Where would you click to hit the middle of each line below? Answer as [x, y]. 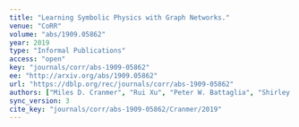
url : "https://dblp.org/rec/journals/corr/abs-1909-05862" [122, 84]
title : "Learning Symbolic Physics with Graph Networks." [120, 17]
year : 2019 [30, 42]
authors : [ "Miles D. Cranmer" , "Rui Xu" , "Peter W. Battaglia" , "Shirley [150, 92]
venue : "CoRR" [36, 26]
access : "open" [38, 59]
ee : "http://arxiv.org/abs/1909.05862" [84, 76]
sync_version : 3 [39, 101]
